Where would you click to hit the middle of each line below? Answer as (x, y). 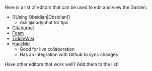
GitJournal (23, 28)
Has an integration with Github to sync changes (69, 54)
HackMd (21, 44)
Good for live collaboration (47, 49)
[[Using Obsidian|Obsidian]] (41, 17)
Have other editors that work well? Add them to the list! (62, 64)
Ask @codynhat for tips (44, 22)
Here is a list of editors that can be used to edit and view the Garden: (76, 7)
